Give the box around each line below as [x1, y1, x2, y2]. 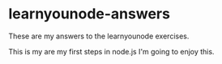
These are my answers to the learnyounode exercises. [8, 31, 190, 41]
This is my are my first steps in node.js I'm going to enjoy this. [8, 46, 215, 56]
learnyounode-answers [8, 5, 170, 23]
